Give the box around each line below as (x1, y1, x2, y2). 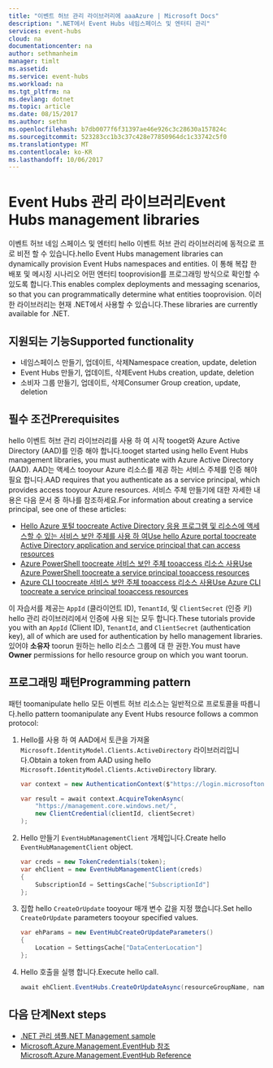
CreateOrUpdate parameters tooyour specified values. (19, 913, 199, 923)
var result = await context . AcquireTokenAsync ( (19, 794, 185, 803)
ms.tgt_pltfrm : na (8, 87, 71, 96)
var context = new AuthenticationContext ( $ (19, 779, 171, 788)
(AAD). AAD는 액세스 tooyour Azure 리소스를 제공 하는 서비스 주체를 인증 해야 (8, 464, 258, 474)
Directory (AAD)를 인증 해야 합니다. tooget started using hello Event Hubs (8, 445, 249, 455)
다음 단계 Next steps (8, 1008, 107, 1022)
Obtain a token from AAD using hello (28, 755, 152, 765)
